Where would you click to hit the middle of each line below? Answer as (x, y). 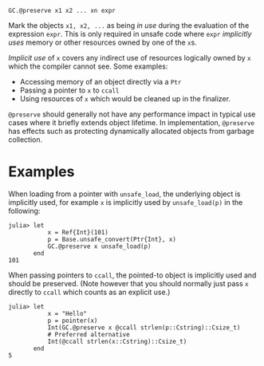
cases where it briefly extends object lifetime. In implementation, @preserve (132, 122)
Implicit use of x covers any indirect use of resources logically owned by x (130, 58)
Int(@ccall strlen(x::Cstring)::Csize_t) (117, 341)
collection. (26, 140)
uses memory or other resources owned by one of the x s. (102, 42)
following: (24, 211)
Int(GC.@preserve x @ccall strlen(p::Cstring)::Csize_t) (144, 327)
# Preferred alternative (89, 334)
